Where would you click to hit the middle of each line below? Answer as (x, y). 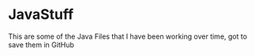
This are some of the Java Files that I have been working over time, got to (127, 36)
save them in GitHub (41, 44)
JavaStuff (41, 15)
